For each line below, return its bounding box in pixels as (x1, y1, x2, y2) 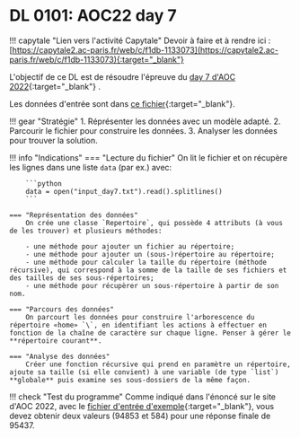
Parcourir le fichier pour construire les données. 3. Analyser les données (9, 125, 278, 136)
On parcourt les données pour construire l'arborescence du (25, 312, 255, 321)
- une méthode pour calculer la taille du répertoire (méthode (25, 258, 268, 267)
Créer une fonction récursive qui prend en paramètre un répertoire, (25, 360, 292, 369)
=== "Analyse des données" (9, 352, 110, 361)
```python (25, 179, 63, 188)
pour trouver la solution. (9, 135, 99, 145)
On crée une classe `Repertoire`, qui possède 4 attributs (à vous (25, 218, 283, 227)
